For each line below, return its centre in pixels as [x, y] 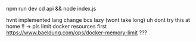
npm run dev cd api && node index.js [51, 9]
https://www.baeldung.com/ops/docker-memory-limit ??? [77, 33]
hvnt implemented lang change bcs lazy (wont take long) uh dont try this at [98, 20]
